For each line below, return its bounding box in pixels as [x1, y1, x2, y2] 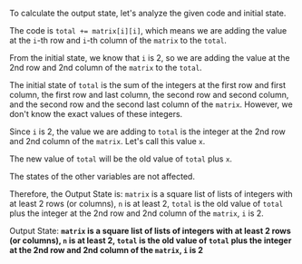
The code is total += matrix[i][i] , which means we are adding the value [9, 25, 287, 35]
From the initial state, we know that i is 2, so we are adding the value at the [9, 53, 290, 63]
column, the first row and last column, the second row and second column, [9, 90, 289, 100]
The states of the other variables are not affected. [9, 171, 195, 181]
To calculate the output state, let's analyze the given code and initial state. [9, 8, 287, 18]
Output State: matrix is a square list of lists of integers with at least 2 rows [9, 226, 292, 236]
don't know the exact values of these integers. [9, 109, 183, 119]
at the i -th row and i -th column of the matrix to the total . [9, 35, 227, 45]
